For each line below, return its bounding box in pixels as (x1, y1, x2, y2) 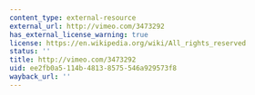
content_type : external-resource (9, 13, 137, 23)
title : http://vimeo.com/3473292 (9, 55, 137, 64)
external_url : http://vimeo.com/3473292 (9, 22, 166, 31)
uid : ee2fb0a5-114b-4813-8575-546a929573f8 (9, 64, 178, 73)
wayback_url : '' (9, 72, 71, 81)
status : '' (9, 47, 51, 56)
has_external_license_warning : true (9, 30, 148, 39)
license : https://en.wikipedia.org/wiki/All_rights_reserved (9, 38, 247, 48)
